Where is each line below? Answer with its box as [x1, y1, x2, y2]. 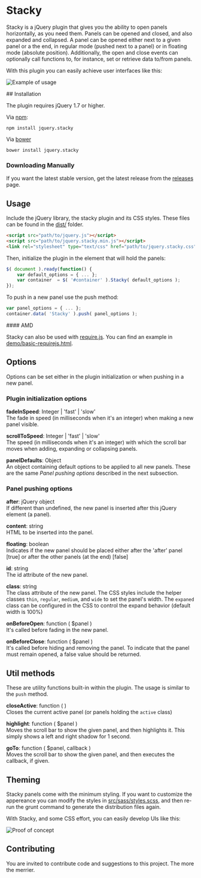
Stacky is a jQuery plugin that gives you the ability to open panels [6, 23, 167, 31]
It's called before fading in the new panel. [6, 627, 109, 634]
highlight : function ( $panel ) [6, 720, 78, 727]
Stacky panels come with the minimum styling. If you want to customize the [6, 790, 193, 798]
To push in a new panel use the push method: [6, 293, 118, 301]
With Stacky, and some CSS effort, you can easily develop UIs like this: [6, 814, 181, 822]
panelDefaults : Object [6, 457, 62, 464]
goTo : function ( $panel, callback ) [6, 745, 91, 752]
